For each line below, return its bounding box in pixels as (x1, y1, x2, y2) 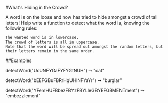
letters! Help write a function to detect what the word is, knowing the (5, 20, 150, 26)
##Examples (5, 57, 32, 64)
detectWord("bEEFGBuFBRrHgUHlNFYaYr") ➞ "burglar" (5, 77, 122, 84)
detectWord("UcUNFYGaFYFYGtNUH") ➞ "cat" (5, 68, 105, 73)
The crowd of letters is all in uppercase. (5, 39, 100, 45)
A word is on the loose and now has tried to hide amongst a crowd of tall (5, 14, 158, 20)
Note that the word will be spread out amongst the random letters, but (5, 44, 163, 49)
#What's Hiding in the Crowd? (5, 5, 68, 10)
